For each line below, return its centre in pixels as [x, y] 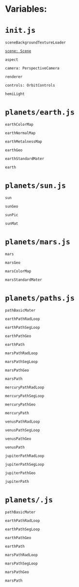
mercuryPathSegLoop [25, 396]
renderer [14, 77]
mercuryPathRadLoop [25, 387]
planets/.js [29, 500]
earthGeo [14, 150]
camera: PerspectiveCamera [32, 68]
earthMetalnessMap [24, 142]
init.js [20, 31]
